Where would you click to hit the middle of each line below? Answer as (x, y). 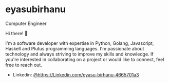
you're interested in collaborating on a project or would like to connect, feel (85, 59)
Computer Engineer (26, 23)
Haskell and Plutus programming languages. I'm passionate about (75, 48)
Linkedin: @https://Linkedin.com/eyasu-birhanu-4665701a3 (76, 74)
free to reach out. (24, 65)
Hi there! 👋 (17, 33)
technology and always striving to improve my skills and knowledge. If (80, 54)
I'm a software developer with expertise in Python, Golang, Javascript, (80, 43)
